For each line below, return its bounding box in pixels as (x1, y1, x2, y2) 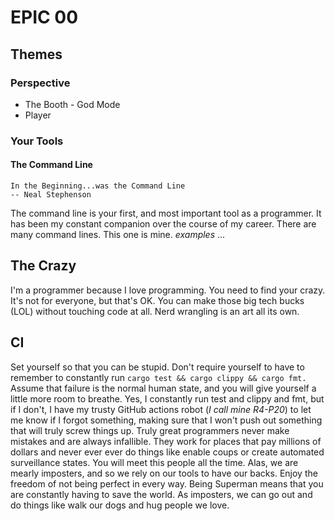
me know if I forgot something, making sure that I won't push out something (10, 414, 323, 426)
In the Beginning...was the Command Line (10, 181, 186, 191)
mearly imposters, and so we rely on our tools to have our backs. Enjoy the (10, 467, 318, 479)
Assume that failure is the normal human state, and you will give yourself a (10, 382, 317, 394)
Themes (10, 46, 63, 63)
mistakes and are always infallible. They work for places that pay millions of (10, 435, 322, 447)
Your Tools (10, 134, 64, 148)
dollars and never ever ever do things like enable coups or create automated (10, 446, 325, 458)
